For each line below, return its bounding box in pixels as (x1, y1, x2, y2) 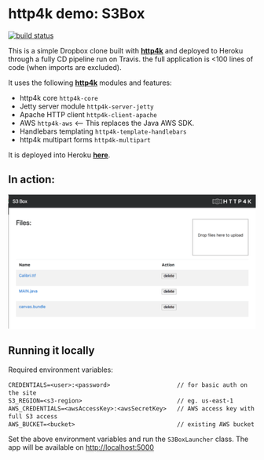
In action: (8, 173, 55, 186)
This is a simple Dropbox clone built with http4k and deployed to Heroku (8, 46, 244, 55)
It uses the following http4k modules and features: (8, 78, 172, 87)
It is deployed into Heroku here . (8, 150, 111, 160)
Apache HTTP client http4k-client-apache (19, 109, 157, 119)
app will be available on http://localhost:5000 (8, 442, 155, 452)
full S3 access (8, 412, 58, 421)
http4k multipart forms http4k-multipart (19, 134, 151, 144)
